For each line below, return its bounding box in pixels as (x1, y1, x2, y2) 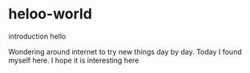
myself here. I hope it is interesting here (8, 55, 139, 65)
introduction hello (8, 31, 67, 41)
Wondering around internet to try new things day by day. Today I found (8, 47, 242, 56)
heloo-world (8, 5, 92, 23)
